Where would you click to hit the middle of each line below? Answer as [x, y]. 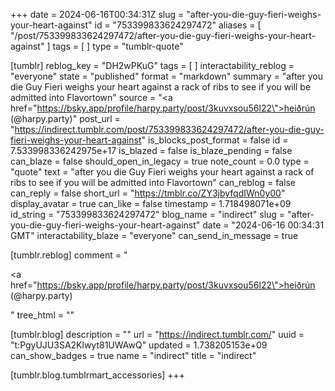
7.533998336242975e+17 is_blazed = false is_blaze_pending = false [151, 150]
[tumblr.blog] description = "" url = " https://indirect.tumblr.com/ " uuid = [157, 334]
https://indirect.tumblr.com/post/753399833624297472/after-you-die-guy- [169, 129]
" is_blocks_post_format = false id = [215, 140]
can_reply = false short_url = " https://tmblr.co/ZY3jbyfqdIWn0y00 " [148, 193]
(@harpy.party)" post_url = [65, 118]
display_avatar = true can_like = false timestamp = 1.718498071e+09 [151, 203]
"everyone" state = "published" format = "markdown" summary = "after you [166, 76]
